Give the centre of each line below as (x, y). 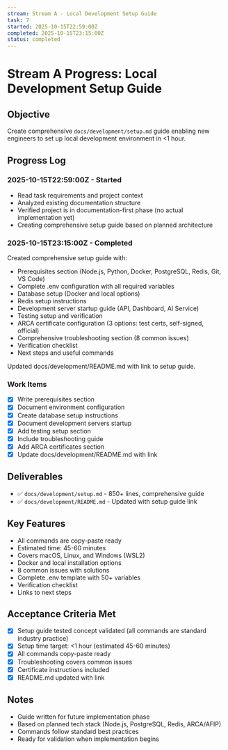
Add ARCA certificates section (61, 447)
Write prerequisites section (56, 399)
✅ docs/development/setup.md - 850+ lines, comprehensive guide (111, 493)
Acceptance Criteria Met (62, 614)
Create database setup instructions (67, 415)
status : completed (34, 40)
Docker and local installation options (69, 562)
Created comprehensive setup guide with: (67, 258)
